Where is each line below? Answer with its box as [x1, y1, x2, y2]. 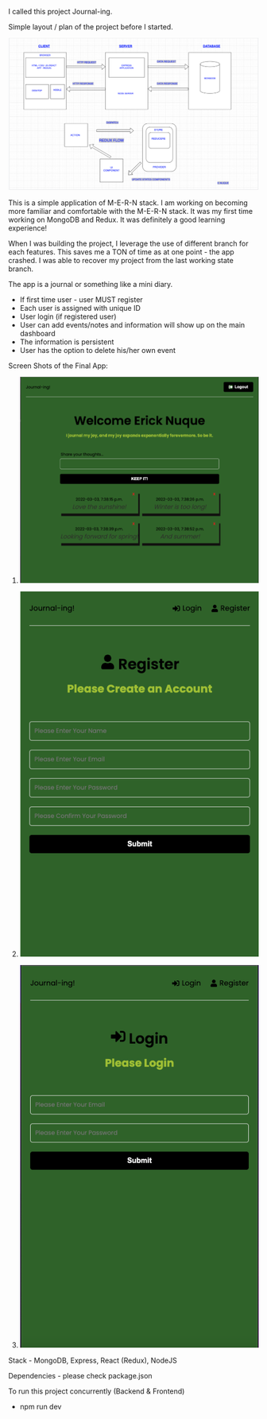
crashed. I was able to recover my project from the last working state [8, 255, 234, 265]
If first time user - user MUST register [19, 294, 143, 304]
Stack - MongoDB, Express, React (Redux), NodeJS [8, 1355, 177, 1365]
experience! [8, 223, 48, 233]
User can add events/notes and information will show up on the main [19, 320, 246, 329]
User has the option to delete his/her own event [19, 345, 176, 355]
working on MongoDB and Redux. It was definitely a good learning [8, 215, 226, 224]
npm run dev [19, 1402, 62, 1411]
